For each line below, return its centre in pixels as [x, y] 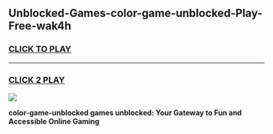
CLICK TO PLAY [40, 50]
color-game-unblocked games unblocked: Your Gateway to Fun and [125, 112]
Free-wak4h [40, 26]
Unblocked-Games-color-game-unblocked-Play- [135, 13]
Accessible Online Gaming [54, 121]
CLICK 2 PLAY [37, 80]
